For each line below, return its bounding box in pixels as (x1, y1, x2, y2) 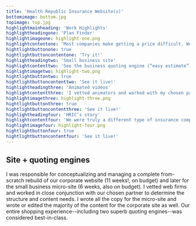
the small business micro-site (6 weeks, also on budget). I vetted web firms (6, 183, 187, 190)
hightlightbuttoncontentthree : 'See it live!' (6, 106, 121, 112)
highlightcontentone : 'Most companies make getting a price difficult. (6, 41, 184, 47)
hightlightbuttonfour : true (6, 128, 75, 134)
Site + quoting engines (6, 155, 90, 165)
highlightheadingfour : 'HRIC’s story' (6, 112, 100, 117)
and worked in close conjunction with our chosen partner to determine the (6, 189, 185, 196)
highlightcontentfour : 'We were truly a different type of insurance (6, 117, 179, 123)
